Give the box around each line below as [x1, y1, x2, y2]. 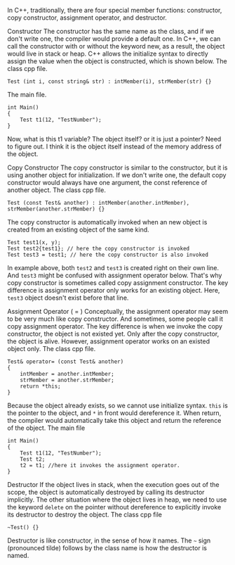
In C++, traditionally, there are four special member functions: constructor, [7, 6, 222, 14]
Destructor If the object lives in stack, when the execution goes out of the [7, 481, 220, 488]
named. [7, 552, 29, 559]
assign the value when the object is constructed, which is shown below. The [7, 57, 228, 65]
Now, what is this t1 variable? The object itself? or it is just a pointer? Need [7, 135, 222, 143]
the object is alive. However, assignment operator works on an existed [7, 337, 210, 345]
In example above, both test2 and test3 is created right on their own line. [7, 264, 220, 272]
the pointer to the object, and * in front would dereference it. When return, [7, 409, 222, 417]
